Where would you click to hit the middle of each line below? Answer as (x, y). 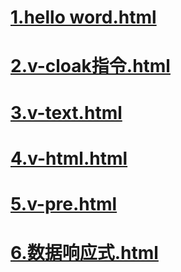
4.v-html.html (69, 158)
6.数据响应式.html (84, 253)
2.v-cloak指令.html (90, 66)
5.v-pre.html (64, 203)
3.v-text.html (66, 112)
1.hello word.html (83, 17)
